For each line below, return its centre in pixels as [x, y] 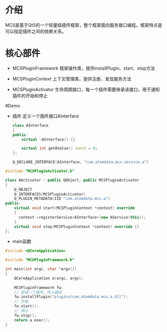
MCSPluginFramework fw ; [39, 287]
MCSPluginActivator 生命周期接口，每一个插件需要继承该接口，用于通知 [86, 89]
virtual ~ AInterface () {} [49, 139]
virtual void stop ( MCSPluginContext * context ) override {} [77, 226]
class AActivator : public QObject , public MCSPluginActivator [72, 180]
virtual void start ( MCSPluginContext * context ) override [75, 208]
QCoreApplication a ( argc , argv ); [49, 278]
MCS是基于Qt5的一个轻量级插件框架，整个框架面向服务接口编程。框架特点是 [84, 25]
